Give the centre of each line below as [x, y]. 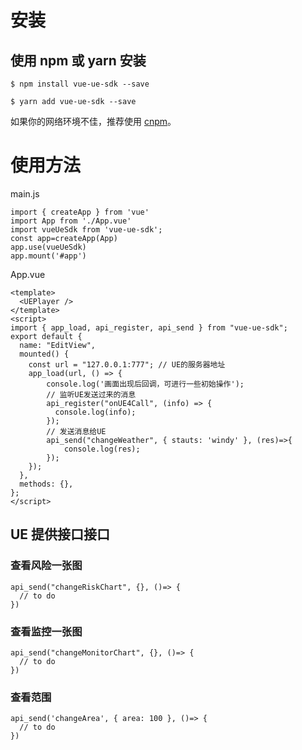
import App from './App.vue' [71, 221]
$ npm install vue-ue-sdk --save [80, 84]
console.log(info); [95, 412]
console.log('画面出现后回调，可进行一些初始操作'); [145, 384]
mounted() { [44, 354]
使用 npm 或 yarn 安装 [78, 60]
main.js [25, 193]
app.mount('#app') [48, 256]
